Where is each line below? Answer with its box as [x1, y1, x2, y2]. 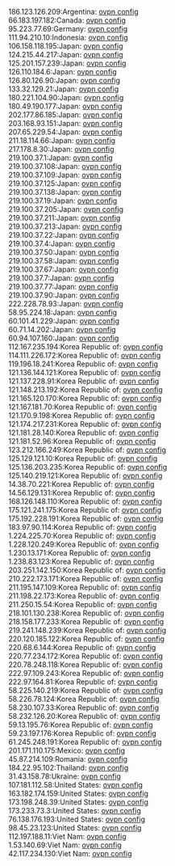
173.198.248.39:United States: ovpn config [8, 797, 149, 807]
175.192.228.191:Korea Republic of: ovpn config [8, 513, 164, 523]
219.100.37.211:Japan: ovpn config [8, 213, 121, 222]
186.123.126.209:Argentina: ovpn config [8, 7, 139, 16]
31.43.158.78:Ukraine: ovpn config [8, 771, 121, 781]
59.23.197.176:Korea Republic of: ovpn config [8, 729, 157, 738]
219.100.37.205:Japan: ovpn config [8, 205, 123, 213]
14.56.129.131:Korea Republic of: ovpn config [8, 488, 156, 497]
